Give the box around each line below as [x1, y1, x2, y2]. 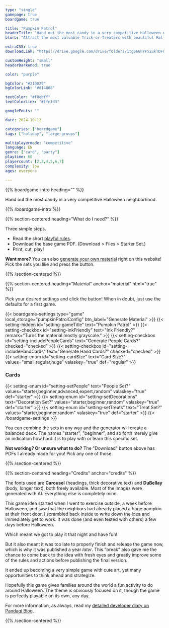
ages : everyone [5, 168, 37, 174]
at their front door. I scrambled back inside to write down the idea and [5, 511, 150, 517]
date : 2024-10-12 [5, 117, 42, 122]
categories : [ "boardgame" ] [5, 126, 62, 131]
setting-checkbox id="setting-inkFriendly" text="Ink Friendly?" [5, 327, 135, 333]
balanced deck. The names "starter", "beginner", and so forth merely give [5, 430, 158, 436]
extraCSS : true [5, 44, 37, 49]
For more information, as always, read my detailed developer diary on [5, 602, 149, 608]
